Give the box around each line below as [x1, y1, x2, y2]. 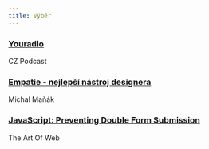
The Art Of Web [8, 133, 60, 143]
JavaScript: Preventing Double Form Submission [8, 115, 201, 126]
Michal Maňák [8, 95, 54, 104]
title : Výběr [8, 11, 52, 20]
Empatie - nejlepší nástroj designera [8, 76, 152, 87]
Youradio [8, 38, 45, 49]
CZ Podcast [8, 56, 47, 66]
